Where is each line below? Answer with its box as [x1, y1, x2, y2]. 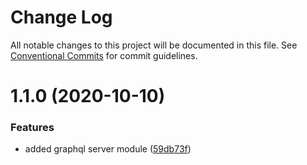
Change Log [10, 6, 113, 29]
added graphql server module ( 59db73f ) [24, 143, 192, 155]
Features [10, 121, 55, 135]
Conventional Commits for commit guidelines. [10, 49, 198, 61]
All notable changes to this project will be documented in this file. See [10, 39, 298, 51]
